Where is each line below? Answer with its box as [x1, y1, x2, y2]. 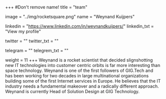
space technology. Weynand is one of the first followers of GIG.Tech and [5, 67, 154, 73]
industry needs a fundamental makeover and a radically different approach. [5, 83, 159, 89]
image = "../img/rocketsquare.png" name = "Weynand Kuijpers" [5, 14, 135, 19]
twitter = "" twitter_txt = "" [5, 38, 58, 44]
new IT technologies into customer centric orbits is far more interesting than [5, 63, 161, 68]
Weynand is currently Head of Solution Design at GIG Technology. [5, 89, 140, 94]
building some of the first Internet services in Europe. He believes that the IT [5, 78, 161, 84]
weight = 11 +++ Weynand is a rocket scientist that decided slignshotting [5, 57, 153, 63]
